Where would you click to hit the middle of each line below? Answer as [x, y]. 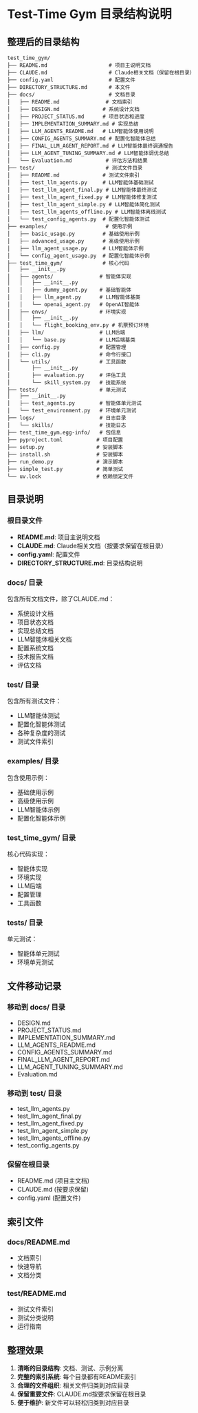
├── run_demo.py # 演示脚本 [65, 462]
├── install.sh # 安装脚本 [65, 454]
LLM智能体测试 [38, 716]
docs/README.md [39, 1242]
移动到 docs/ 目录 [36, 1008]
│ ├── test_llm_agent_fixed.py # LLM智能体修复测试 [82, 197]
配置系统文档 [35, 648]
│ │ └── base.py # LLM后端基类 [71, 340]
